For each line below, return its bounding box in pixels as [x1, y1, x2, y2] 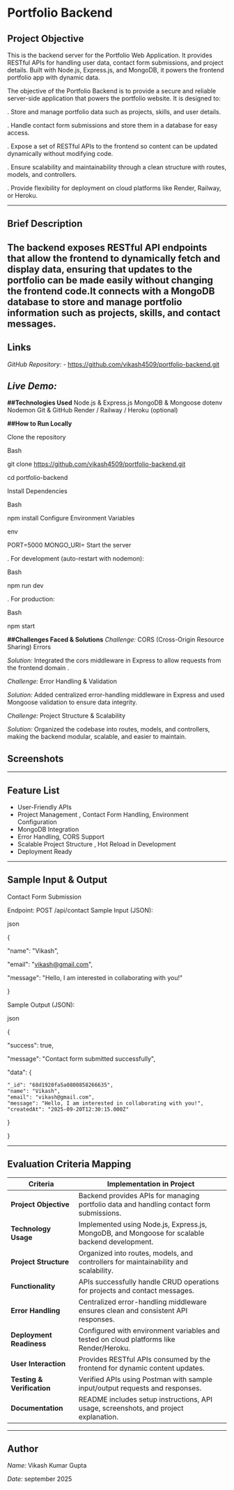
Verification [10, 1383, 51, 1392]
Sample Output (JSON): [7, 1000, 75, 1009]
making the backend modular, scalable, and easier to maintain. [7, 733, 187, 741]
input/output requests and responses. [78, 1383, 202, 1392]
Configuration [17, 818, 57, 826]
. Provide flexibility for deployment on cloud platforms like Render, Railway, [7, 184, 221, 192]
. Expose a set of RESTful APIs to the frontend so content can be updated [7, 142, 218, 150]
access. [7, 129, 30, 137]
